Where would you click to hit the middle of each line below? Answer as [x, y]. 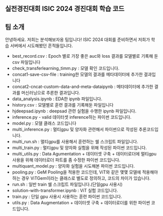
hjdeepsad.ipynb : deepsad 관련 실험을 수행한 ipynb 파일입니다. [74, 111]
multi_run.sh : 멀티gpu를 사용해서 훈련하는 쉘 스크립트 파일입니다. [75, 142]
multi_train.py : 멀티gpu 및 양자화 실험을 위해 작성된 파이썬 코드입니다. [80, 148]
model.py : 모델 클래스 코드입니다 [44, 123]
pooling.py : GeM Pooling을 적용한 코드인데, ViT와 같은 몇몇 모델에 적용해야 [85, 172]
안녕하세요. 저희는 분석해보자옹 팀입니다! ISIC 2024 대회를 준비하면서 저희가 [78, 40]
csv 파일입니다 [26, 62]
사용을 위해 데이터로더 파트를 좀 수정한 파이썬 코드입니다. [66, 160]
